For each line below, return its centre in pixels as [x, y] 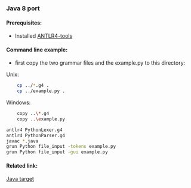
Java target [20, 179]
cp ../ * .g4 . [33, 86]
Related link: [22, 165]
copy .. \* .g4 [33, 114]
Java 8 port [23, 8]
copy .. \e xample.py [41, 119]
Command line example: [37, 50]
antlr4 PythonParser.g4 [36, 135]
